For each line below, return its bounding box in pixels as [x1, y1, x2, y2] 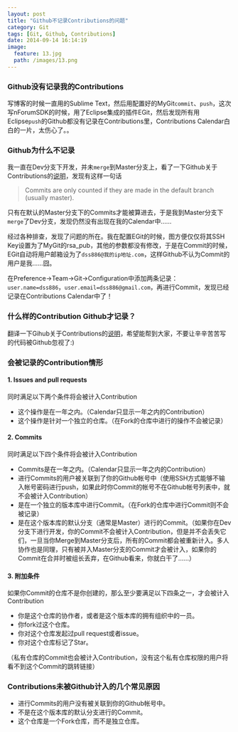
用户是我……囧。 [7, 259, 56, 268]
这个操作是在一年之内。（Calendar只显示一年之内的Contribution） [17, 407, 209, 416]
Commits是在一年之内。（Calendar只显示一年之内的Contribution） [17, 464, 210, 474]
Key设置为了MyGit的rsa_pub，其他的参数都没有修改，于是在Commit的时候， [7, 241, 232, 250]
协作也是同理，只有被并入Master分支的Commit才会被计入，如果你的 [17, 545, 217, 553]
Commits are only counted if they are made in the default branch [24, 186, 215, 194]
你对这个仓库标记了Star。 [17, 638, 92, 647]
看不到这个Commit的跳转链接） [7, 662, 99, 671]
